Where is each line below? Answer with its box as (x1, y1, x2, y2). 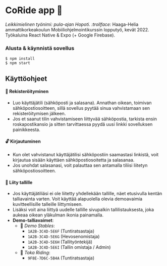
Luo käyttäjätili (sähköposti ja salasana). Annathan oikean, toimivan (12, 100, 152, 106)
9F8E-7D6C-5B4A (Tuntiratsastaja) (27, 255, 95, 261)
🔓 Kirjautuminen (5, 139, 41, 145)
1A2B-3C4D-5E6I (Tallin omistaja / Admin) (27, 244, 111, 250)
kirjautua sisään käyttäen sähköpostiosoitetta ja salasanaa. (12, 157, 135, 163)
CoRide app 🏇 (5, 5, 63, 16)
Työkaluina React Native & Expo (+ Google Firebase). (5, 32, 115, 38)
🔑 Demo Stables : (20, 223, 55, 229)
